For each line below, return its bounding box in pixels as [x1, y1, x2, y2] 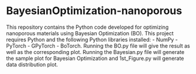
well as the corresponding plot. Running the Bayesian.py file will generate [6, 48, 185, 55]
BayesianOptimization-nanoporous [6, 4, 182, 18]
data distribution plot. [6, 60, 58, 68]
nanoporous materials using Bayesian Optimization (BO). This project [6, 29, 174, 36]
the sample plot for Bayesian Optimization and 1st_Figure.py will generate [6, 55, 184, 62]
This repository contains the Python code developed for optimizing [6, 23, 169, 31]
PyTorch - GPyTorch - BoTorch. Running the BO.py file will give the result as [6, 42, 190, 49]
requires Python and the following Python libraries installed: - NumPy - [6, 36, 178, 43]
